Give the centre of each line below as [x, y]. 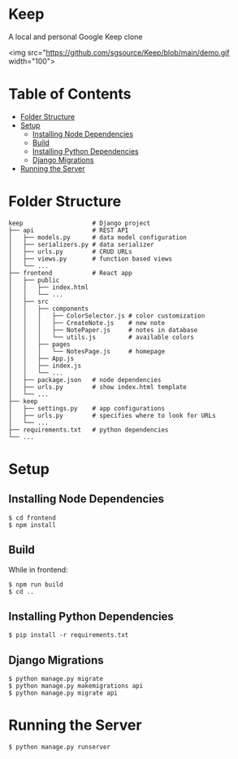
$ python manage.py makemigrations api [76, 686]
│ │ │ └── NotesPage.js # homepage [87, 351]
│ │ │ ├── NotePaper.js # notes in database [103, 330]
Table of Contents [70, 94]
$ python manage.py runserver [60, 747]
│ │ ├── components [49, 309]
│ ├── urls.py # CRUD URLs [70, 252]
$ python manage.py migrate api [63, 693]
